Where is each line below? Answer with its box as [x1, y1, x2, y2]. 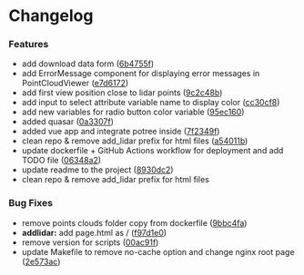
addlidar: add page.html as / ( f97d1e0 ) [21, 227, 167, 238]
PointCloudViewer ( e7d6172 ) [21, 78, 129, 89]
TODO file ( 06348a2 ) [21, 155, 102, 166]
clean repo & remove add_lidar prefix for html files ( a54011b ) [21, 135, 248, 146]
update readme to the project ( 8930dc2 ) [21, 164, 174, 175]
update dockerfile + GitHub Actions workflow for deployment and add [21, 145, 284, 156]
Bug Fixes [8, 197, 54, 210]
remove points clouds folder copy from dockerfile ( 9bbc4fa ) [21, 217, 248, 228]
